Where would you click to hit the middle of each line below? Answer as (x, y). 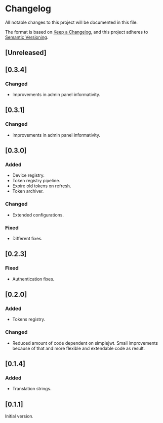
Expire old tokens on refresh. (42, 186)
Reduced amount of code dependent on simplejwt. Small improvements (85, 343)
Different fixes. (27, 238)
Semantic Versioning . (27, 37)
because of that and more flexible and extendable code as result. (79, 348)
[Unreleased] (26, 53)
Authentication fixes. (33, 279)
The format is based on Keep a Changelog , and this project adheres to (77, 32)
